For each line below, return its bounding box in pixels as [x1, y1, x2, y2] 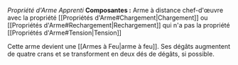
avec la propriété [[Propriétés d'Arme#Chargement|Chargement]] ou [7, 13, 208, 22]
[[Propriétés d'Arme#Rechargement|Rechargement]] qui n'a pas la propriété [7, 21, 230, 29]
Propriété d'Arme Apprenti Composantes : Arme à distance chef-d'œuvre [7, 6, 224, 14]
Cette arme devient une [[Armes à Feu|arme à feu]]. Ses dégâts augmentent [7, 42, 231, 50]
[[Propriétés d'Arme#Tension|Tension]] [7, 28, 122, 37]
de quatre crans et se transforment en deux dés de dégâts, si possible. [7, 49, 215, 58]
